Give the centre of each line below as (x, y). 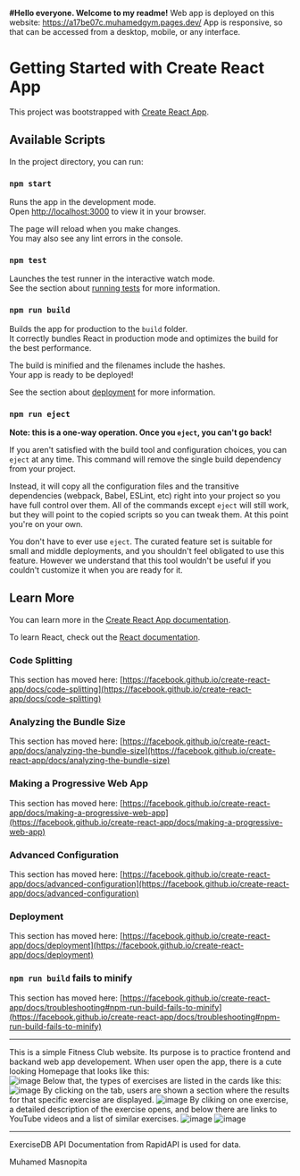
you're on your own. (46, 524)
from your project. (42, 468)
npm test (28, 260)
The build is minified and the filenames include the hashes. (117, 365)
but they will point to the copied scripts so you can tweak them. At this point (149, 515)
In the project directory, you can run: (76, 161)
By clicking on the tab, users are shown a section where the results (167, 1090)
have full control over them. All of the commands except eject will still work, (149, 505)
